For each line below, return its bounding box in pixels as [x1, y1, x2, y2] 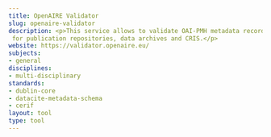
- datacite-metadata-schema [8, 94, 103, 102]
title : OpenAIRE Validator [8, 11, 99, 20]
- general [8, 57, 42, 65]
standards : [8, 79, 45, 87]
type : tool [8, 117, 45, 125]
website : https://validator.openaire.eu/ [8, 42, 150, 50]
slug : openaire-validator [8, 19, 95, 27]
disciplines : [8, 64, 52, 73]
